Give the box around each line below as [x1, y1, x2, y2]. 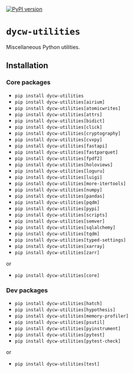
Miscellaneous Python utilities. [6, 43, 80, 50]
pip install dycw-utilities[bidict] [14, 118, 105, 124]
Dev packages [6, 286, 48, 295]
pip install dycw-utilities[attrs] [14, 112, 103, 117]
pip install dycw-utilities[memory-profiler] [14, 313, 129, 319]
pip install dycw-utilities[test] [14, 361, 100, 367]
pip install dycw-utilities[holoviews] [14, 162, 113, 168]
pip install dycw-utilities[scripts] [14, 212, 108, 218]
